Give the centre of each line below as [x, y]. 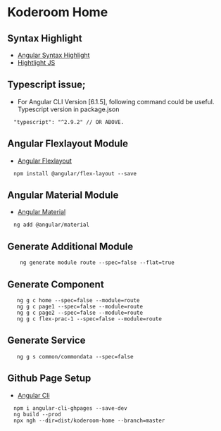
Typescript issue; [46, 85]
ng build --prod [37, 414]
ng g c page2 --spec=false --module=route [80, 313]
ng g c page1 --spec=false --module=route [80, 307]
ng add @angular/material [52, 225]
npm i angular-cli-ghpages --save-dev [71, 408]
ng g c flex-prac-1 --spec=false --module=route [89, 319]
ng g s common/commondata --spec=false [75, 356]
